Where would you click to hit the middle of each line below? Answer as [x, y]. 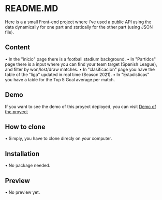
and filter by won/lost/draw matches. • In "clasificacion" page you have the [80, 69]
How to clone [25, 127]
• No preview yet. [22, 192]
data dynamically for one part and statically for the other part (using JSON [79, 27]
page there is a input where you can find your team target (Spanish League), [81, 64]
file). [10, 32]
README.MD [32, 8]
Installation [22, 154]
